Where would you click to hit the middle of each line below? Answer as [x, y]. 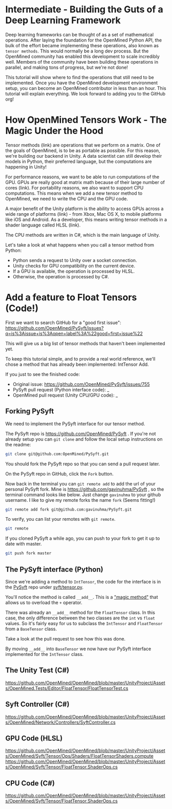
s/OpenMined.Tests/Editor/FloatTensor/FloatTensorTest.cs [67, 688]
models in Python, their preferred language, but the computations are [79, 161]
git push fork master [28, 553]
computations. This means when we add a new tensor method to [74, 193]
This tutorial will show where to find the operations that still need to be [80, 77]
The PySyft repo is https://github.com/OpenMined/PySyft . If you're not [81, 434]
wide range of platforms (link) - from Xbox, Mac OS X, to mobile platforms [83, 214]
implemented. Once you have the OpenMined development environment [82, 83]
